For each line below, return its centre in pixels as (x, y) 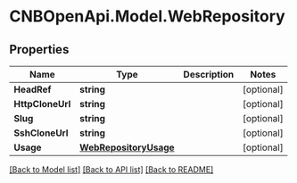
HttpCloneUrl (42, 104)
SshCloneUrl (41, 133)
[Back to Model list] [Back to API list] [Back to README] (111, 170)
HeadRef (33, 89)
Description (209, 75)
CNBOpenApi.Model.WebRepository (147, 17)
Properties (39, 50)
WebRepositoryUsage (128, 147)
